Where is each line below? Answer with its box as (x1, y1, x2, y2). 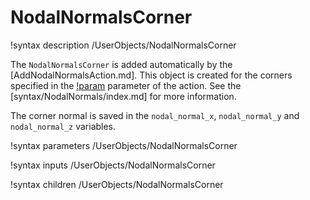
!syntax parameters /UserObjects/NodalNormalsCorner (10, 139, 238, 151)
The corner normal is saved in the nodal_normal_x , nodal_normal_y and (10, 109, 300, 121)
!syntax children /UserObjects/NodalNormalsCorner (10, 178, 224, 190)
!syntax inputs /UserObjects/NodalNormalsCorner (10, 159, 216, 171)
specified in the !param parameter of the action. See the (10, 79, 242, 91)
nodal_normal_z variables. (10, 120, 117, 132)
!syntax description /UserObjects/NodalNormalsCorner (10, 39, 237, 51)
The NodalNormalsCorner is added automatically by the (10, 58, 233, 70)
